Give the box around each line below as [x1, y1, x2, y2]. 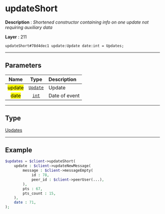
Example [5, 146, 32, 154]
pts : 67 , [23, 186, 43, 191]
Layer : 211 [5, 34, 27, 40]
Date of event [48, 92, 80, 99]
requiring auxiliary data [5, 24, 53, 30]
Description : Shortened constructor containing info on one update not [5, 19, 149, 25]
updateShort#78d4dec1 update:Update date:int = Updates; [5, 43, 124, 48]
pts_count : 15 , [23, 191, 56, 196]
